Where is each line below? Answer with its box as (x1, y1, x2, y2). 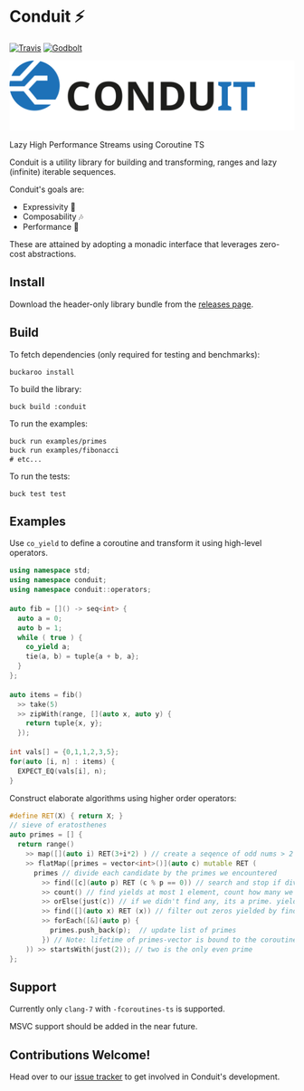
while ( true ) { (17, 633, 83, 642)
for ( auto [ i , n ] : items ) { (9, 757, 116, 766)
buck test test (9, 489, 67, 498)
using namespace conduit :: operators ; (9, 585, 152, 595)
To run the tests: (9, 471, 71, 482)
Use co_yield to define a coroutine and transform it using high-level (9, 538, 262, 549)
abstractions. (27, 248, 77, 259)
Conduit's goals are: (9, 184, 85, 195)
